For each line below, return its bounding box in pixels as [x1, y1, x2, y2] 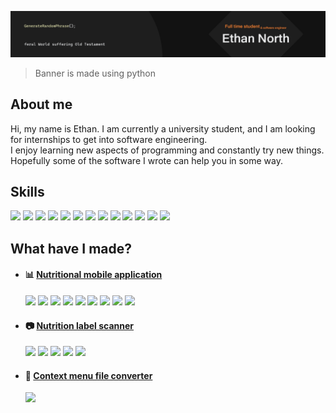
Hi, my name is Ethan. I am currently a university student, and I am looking [10, 122, 316, 135]
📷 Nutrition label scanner [24, 319, 135, 331]
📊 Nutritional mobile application [24, 269, 163, 281]
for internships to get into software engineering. [10, 133, 208, 145]
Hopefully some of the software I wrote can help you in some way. [10, 154, 284, 166]
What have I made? [10, 240, 133, 257]
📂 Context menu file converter [24, 369, 153, 381]
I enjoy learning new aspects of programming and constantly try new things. [10, 144, 325, 156]
